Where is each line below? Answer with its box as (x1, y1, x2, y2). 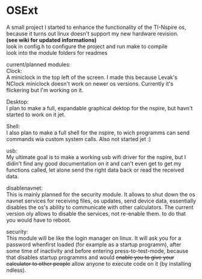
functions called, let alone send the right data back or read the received (6, 166, 185, 174)
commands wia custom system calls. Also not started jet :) (6, 135, 151, 142)
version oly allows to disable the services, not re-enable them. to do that (6, 210, 186, 217)
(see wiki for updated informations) (6, 36, 97, 43)
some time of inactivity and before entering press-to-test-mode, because (6, 247, 189, 254)
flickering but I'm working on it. (6, 86, 84, 93)
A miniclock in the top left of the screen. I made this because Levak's (6, 74, 178, 81)
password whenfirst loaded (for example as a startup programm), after (6, 240, 182, 248)
